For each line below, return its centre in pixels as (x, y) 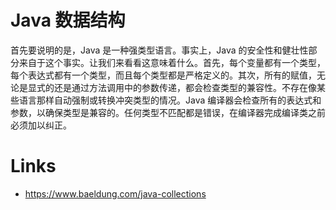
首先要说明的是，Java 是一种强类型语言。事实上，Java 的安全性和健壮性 (159, 50)
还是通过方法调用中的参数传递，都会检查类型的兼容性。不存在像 (185, 87)
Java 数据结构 (68, 20)
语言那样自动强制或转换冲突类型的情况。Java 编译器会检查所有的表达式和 (170, 100)
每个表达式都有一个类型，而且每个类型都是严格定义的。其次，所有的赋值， (163, 75)
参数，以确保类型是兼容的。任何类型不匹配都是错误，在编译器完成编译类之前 (168, 112)
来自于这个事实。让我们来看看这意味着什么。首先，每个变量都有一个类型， (172, 62)
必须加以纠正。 (41, 125)
